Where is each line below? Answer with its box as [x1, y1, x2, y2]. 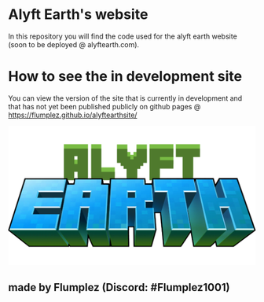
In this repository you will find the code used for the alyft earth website [8, 31, 237, 41]
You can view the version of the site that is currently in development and [8, 93, 243, 103]
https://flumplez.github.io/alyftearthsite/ [8, 110, 137, 120]
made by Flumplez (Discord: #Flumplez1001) [8, 281, 230, 294]
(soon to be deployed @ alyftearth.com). [8, 39, 140, 49]
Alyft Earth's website [8, 6, 148, 24]
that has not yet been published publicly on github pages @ [8, 101, 201, 111]
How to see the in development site [8, 68, 242, 86]
